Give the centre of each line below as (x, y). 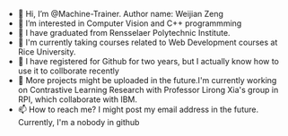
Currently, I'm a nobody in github (79, 122)
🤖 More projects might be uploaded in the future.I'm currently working (147, 80)
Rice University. (47, 52)
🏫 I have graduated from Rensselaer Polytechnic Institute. (124, 33)
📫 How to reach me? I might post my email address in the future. (138, 109)
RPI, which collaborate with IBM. (77, 99)
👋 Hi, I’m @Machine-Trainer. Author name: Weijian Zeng (121, 14)
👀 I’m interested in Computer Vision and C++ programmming (130, 23)
